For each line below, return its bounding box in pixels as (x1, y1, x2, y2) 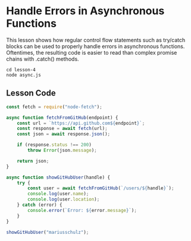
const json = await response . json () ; (17, 131, 111, 137)
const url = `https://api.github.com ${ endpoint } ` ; (17, 120, 145, 126)
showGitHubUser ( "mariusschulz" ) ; (6, 229, 89, 235)
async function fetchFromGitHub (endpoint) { (6, 115, 118, 120)
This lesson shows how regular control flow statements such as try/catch (6, 36, 186, 43)
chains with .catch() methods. (6, 55, 79, 62)
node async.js (6, 72, 42, 78)
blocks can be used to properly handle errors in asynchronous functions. (6, 43, 185, 50)
